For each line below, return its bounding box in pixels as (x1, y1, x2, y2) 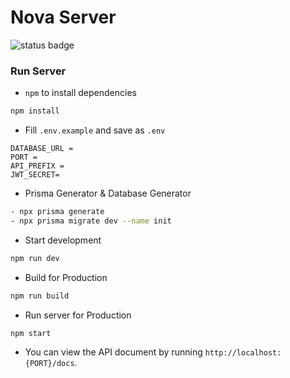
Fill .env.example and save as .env (24, 124, 166, 136)
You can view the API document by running (24, 346, 203, 358)
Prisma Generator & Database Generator (24, 187, 192, 200)
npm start (10, 328, 52, 338)
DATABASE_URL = (10, 144, 74, 154)
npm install (10, 106, 60, 116)
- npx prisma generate (10, 207, 105, 217)
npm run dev (10, 253, 60, 263)
